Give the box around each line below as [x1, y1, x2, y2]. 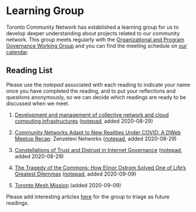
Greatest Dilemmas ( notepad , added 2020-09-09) [14, 170, 137, 177]
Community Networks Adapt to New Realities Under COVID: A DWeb [14, 129, 181, 136]
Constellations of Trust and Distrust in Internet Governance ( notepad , [14, 146, 182, 153]
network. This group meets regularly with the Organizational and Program [6, 36, 185, 43]
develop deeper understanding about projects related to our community [6, 29, 180, 36]
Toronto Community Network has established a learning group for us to [6, 23, 179, 31]
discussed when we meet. [6, 100, 69, 107]
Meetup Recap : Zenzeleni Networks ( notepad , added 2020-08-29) [14, 135, 177, 142]
